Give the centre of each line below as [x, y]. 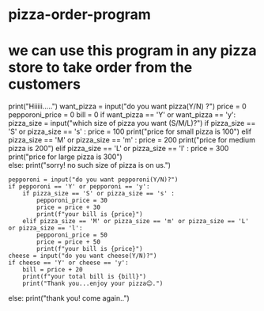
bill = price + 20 [53, 270]
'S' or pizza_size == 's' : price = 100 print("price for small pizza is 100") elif [130, 131]
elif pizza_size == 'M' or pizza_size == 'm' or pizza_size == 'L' [136, 222]
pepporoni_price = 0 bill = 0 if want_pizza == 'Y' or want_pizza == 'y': [122, 115]
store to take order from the [100, 68]
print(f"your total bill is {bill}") [85, 277]
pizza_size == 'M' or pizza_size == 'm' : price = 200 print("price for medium [132, 140]
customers [45, 84]
